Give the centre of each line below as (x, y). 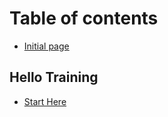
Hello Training (54, 77)
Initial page (46, 46)
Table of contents (84, 18)
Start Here (45, 101)
